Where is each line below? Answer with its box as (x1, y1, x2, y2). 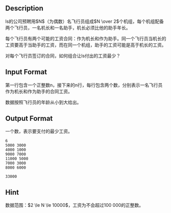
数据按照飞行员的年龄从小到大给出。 (5, 99, 82, 105)
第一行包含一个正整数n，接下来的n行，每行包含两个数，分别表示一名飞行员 (5, 82, 163, 88)
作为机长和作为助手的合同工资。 (5, 88, 72, 94)
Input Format (5, 68, 47, 76)
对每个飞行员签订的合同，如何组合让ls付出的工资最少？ (5, 52, 121, 59)
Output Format (5, 114, 53, 123)
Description (5, 4, 43, 13)
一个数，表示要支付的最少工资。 (5, 128, 72, 135)
